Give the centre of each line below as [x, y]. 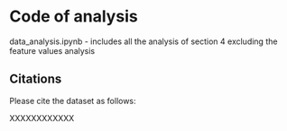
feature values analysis [52, 50]
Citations [36, 79]
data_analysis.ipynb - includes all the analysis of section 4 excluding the [143, 41]
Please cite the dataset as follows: [73, 100]
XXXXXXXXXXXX [42, 118]
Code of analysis [74, 17]
